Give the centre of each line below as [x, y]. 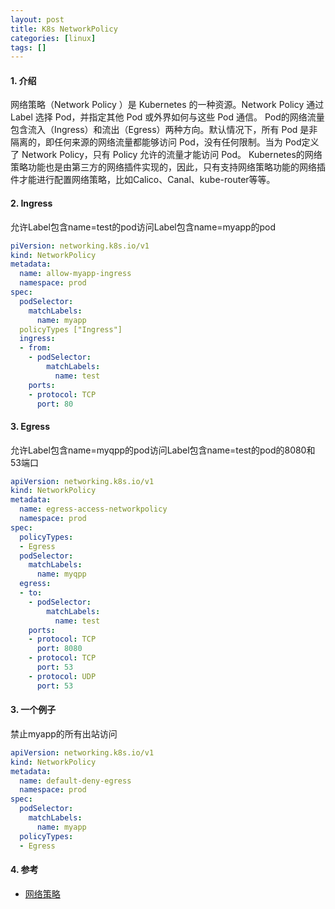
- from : [35, 348]
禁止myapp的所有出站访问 [64, 733]
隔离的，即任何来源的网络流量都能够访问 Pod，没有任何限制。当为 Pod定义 [165, 142]
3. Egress [30, 426]
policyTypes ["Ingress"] [71, 329]
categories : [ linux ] [53, 38]
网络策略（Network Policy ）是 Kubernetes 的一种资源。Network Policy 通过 [167, 105]
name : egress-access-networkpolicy [93, 509]
